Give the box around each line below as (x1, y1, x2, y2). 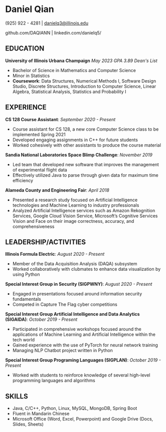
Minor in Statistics (12, 73, 50, 79)
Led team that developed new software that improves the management (12, 161, 159, 167)
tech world (12, 337, 35, 343)
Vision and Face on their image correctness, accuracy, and (12, 218, 134, 224)
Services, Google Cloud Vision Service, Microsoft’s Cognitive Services (12, 213, 158, 219)
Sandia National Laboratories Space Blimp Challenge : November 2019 (5, 152, 153, 158)
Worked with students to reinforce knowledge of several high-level (12, 372, 150, 378)
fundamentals (12, 296, 41, 302)
